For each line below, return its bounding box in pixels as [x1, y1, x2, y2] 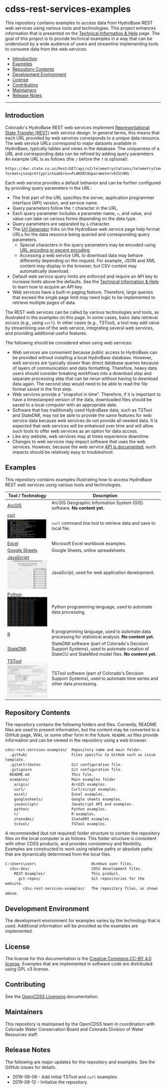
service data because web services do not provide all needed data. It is [12, 418, 158, 423]
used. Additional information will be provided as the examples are [5, 923, 138, 929]
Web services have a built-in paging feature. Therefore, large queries [12, 289, 153, 295]
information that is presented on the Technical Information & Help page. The [5, 30, 160, 36]
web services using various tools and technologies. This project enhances [5, 25, 156, 31]
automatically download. [19, 268, 70, 274]
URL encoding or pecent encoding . [19, 247, 91, 253]
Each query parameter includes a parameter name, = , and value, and [12, 210, 152, 216]
